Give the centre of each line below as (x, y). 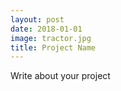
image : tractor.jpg (51, 38)
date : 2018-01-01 (46, 29)
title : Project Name (53, 47)
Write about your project (60, 76)
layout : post (37, 19)
